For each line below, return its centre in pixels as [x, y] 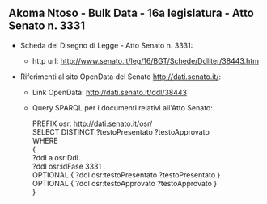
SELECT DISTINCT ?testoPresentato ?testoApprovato [121, 131]
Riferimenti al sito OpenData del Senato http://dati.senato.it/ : [120, 77]
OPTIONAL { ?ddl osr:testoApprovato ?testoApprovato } [125, 183]
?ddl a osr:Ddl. [56, 157]
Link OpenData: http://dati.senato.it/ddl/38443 [110, 92]
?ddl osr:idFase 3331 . [69, 166]
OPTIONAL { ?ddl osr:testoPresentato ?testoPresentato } [126, 175]
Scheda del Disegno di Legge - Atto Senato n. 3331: [106, 45]
